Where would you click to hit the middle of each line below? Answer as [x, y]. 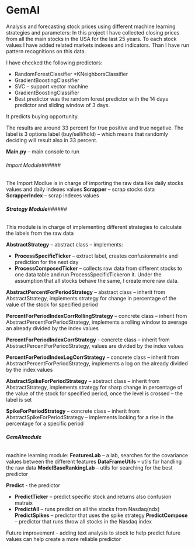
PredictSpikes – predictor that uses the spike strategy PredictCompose [101, 515]
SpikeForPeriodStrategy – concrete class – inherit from [73, 411]
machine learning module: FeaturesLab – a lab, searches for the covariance [97, 455]
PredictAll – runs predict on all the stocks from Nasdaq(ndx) [87, 509]
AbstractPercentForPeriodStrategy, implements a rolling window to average [97, 322]
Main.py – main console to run [43, 151]
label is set [19, 400]
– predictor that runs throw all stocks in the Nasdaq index [83, 521]
